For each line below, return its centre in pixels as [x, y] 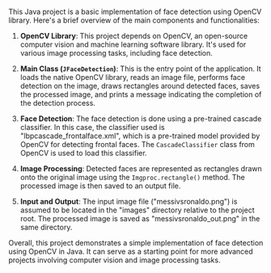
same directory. [46, 227]
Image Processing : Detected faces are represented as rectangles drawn [141, 168]
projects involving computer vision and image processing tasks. [114, 260]
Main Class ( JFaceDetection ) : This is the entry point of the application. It [140, 69]
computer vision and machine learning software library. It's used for [133, 44]
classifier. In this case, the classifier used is [92, 127]
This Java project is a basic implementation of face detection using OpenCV [135, 12]
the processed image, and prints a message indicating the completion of [141, 94]
